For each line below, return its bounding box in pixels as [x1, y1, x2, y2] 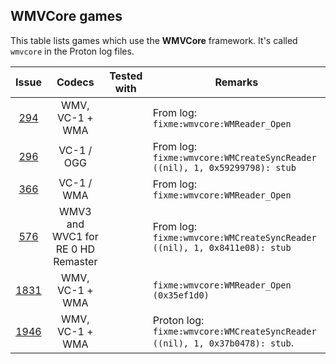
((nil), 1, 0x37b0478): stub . [152, 335, 295, 349]
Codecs [56, 75, 95, 89]
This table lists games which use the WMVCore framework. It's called [10, 34, 298, 46]
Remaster [53, 254, 98, 268]
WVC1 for [51, 229, 99, 243]
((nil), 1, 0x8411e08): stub [152, 242, 292, 253]
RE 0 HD [55, 242, 95, 256]
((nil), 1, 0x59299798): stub [152, 162, 297, 173]
